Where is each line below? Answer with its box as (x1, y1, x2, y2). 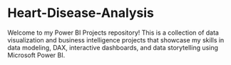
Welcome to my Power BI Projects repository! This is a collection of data (7, 28, 220, 37)
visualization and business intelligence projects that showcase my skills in (7, 35, 225, 44)
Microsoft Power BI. (7, 51, 66, 59)
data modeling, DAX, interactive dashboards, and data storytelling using (7, 43, 219, 52)
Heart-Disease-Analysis (7, 5, 155, 21)
